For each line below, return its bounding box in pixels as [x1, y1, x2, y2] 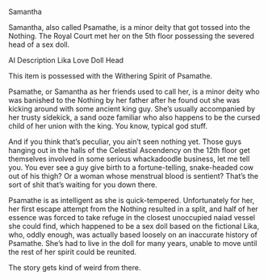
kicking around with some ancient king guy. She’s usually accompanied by [8, 104, 256, 113]
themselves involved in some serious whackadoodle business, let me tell [8, 154, 250, 163]
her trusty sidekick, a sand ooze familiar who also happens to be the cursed [8, 112, 261, 122]
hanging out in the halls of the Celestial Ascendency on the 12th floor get [8, 146, 250, 155]
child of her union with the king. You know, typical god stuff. [8, 121, 208, 130]
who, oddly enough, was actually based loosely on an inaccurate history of [8, 230, 258, 240]
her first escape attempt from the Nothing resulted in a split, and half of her [8, 204, 258, 214]
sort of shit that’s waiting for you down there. [8, 180, 157, 189]
